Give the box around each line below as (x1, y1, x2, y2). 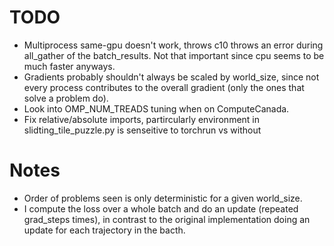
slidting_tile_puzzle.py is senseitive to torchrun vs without (23, 124, 262, 136)
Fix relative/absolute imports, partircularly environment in (23, 113, 261, 125)
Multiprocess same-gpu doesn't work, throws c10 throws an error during (23, 39, 324, 51)
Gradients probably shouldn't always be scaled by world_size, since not (23, 71, 320, 83)
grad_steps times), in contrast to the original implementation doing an (23, 213, 311, 225)
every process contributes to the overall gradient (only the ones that (23, 81, 305, 93)
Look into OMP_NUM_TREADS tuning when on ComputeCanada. (23, 102, 290, 115)
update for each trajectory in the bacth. (23, 224, 186, 236)
